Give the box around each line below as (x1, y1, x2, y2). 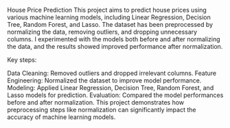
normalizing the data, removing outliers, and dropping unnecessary (7, 28, 198, 36)
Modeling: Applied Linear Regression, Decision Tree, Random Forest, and (7, 84, 214, 92)
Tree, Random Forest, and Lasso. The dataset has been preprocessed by (7, 21, 214, 28)
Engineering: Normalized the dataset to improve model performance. (7, 76, 202, 85)
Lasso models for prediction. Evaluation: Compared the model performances (7, 91, 224, 99)
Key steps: (7, 56, 37, 64)
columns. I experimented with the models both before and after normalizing (7, 35, 221, 43)
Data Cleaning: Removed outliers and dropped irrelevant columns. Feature (7, 69, 217, 77)
